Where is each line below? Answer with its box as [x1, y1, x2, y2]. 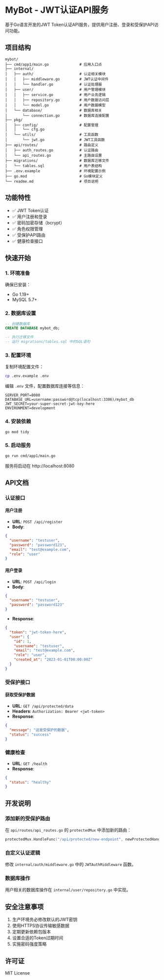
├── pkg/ [5, 117, 23, 122]
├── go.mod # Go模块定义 [5, 173, 103, 179]
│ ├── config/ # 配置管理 [5, 122, 99, 127]
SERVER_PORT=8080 [5, 393, 41, 398]
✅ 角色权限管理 [12, 226, 43, 232]
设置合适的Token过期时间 [12, 935, 63, 941]
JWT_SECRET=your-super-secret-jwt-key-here [5, 401, 95, 407]
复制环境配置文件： [5, 364, 44, 370]
